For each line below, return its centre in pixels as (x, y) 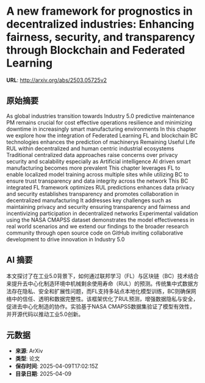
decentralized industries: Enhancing (100, 24)
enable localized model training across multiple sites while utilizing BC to (98, 174)
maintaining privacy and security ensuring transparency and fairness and (98, 206)
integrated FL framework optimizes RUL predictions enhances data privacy (100, 187)
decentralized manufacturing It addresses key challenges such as (89, 200)
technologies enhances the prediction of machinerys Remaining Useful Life (101, 142)
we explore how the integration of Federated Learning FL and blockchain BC (102, 135)
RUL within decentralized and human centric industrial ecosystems (90, 148)
